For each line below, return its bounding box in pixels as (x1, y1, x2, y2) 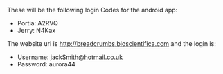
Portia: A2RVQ (17, 19, 59, 27)
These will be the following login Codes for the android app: (7, 6, 178, 14)
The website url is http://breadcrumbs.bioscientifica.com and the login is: (7, 40, 216, 47)
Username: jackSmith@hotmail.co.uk (17, 53, 123, 61)
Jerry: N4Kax (17, 27, 56, 34)
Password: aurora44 (17, 60, 76, 68)
